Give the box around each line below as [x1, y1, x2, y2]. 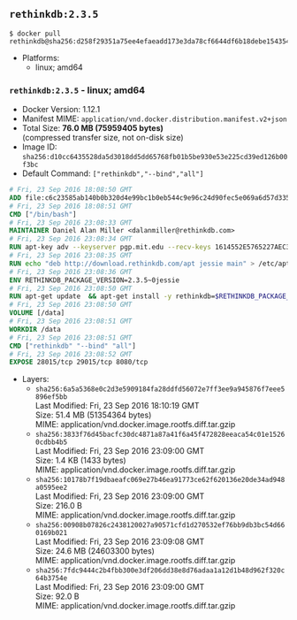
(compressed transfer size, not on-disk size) [21, 133, 184, 143]
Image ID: [21, 142, 57, 152]
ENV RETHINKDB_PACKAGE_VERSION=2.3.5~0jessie [9, 275, 179, 285]
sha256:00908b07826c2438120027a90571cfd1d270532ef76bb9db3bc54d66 [34, 521, 286, 530]
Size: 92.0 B [34, 591, 80, 601]
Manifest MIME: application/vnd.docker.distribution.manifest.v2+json [21, 113, 287, 124]
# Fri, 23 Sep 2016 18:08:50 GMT [9, 186, 133, 195]
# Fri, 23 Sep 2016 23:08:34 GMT [9, 234, 133, 243]
